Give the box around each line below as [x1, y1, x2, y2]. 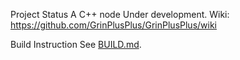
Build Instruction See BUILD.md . [10, 39, 142, 50]
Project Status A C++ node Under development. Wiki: [10, 9, 230, 20]
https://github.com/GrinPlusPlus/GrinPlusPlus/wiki [10, 19, 217, 31]
